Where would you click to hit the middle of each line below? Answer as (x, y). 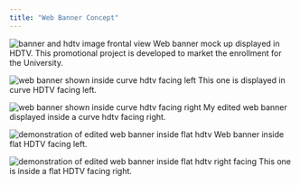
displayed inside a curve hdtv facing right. (88, 116)
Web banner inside (249, 134)
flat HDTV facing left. (48, 143)
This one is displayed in (242, 80)
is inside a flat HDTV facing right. (71, 171)
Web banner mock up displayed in (216, 43)
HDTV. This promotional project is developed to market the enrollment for (145, 53)
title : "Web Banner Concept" (64, 18)
